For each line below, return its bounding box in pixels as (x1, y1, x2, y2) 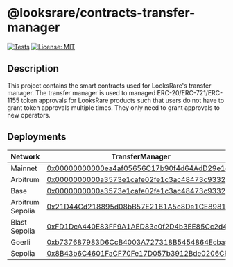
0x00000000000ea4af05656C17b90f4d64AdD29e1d (46, 163, 230, 173)
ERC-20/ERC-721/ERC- (157, 88, 223, 97)
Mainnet (10, 163, 37, 173)
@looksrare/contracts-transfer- (7, 5, 196, 21)
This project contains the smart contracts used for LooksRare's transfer (7, 81, 212, 90)
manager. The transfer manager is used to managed (7, 88, 156, 97)
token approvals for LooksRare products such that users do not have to (20, 96, 224, 104)
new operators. (7, 111, 51, 119)
